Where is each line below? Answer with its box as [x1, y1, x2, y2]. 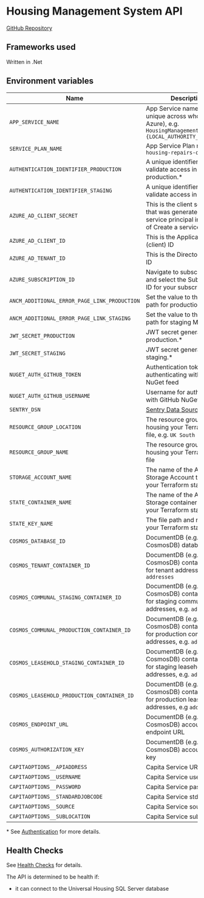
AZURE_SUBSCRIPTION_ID [9, 276, 75, 283]
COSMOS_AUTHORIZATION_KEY [9, 746, 84, 753]
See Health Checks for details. [6, 861, 83, 869]
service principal [145, 215, 194, 223]
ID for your [145, 283, 176, 291]
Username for [145, 388, 185, 396]
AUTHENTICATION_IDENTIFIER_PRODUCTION [9, 165, 121, 173]
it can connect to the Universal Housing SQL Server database [15, 885, 169, 893]
